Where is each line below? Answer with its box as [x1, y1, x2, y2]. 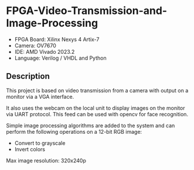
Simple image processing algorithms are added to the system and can [6, 122, 175, 129]
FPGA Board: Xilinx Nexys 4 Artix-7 [14, 36, 100, 43]
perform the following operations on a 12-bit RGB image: [6, 128, 142, 135]
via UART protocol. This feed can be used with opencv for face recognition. [6, 110, 189, 117]
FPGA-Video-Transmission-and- [6, 4, 168, 18]
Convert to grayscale [14, 139, 66, 147]
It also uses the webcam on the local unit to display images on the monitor [6, 104, 185, 112]
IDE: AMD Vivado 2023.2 [14, 48, 75, 55]
